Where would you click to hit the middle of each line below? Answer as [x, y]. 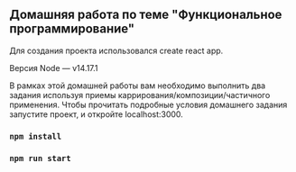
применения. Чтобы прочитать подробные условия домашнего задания [148, 104]
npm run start [40, 158]
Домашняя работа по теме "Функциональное [146, 15]
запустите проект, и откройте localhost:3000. [96, 114]
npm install [36, 136]
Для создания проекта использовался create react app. [116, 50]
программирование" [72, 29]
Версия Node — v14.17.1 [54, 68]
